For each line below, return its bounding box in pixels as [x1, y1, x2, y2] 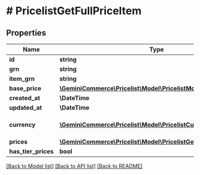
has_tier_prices [9, 147, 54, 155]
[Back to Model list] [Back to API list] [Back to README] [6, 163, 143, 170]
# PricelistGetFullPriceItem [6, 4, 142, 18]
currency [9, 120, 36, 129]
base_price [9, 84, 42, 93]
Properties [6, 28, 46, 38]
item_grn [9, 75, 35, 82]
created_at [9, 94, 40, 102]
